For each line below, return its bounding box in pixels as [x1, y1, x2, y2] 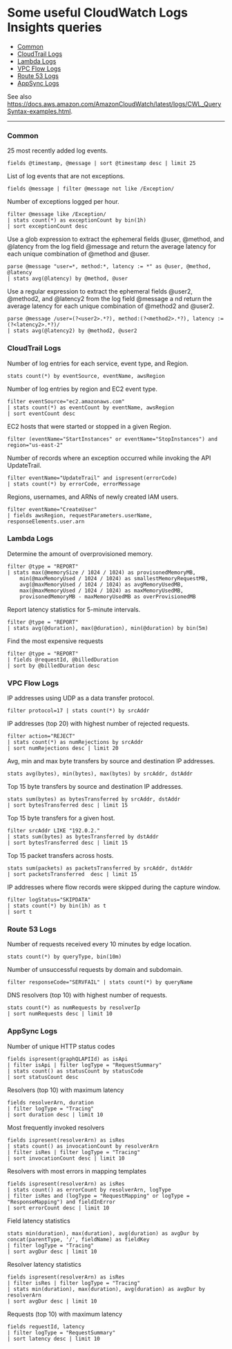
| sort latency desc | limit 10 [7, 1335, 100, 1342]
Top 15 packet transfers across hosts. [7, 852, 114, 860]
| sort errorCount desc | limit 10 [7, 1204, 110, 1212]
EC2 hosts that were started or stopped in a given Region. [7, 422, 171, 430]
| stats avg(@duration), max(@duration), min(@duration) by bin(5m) [7, 624, 209, 631]
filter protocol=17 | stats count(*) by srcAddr [7, 707, 150, 714]
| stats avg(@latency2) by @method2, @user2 [7, 327, 137, 334]
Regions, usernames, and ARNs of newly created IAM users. [7, 492, 179, 501]
